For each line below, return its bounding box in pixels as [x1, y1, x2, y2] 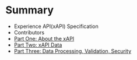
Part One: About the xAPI [13, 35, 75, 42]
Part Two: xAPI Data [13, 41, 62, 48]
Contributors [13, 29, 45, 36]
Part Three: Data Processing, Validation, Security [13, 47, 132, 54]
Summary [5, 3, 54, 17]
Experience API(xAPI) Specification [13, 23, 99, 30]
